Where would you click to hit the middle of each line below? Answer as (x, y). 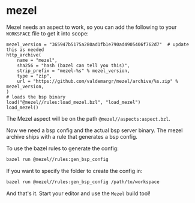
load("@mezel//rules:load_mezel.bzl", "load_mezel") (73, 102)
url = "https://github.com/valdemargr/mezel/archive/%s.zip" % (98, 81)
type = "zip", (34, 76)
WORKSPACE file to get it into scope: (47, 33)
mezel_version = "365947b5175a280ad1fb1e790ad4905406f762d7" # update (97, 44)
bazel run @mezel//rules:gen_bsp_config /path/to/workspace (83, 182)
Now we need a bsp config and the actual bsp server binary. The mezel (94, 130)
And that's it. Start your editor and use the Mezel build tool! (79, 193)
